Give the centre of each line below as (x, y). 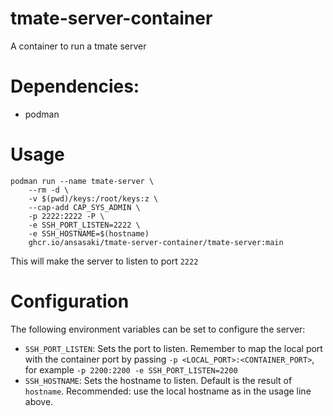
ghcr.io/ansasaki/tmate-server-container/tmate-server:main (156, 242)
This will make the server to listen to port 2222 (104, 261)
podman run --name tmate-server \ (82, 181)
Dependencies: (75, 86)
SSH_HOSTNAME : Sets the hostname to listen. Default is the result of (158, 380)
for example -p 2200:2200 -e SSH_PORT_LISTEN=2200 (131, 369)
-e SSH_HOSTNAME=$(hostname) (89, 233)
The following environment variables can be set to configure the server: (158, 329)
